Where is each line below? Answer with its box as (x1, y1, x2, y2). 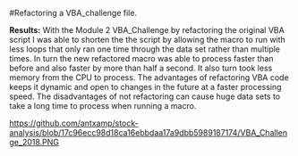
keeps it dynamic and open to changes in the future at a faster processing (9, 82, 282, 92)
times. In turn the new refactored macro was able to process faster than (9, 53, 275, 63)
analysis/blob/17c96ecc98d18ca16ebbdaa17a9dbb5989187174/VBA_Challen (9, 127, 288, 137)
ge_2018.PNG (9, 137, 60, 147)
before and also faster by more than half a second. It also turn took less (9, 62, 273, 73)
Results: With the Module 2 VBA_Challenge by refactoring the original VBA (9, 25, 285, 35)
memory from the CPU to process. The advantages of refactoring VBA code (9, 72, 289, 83)
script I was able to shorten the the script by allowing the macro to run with (9, 35, 286, 45)
